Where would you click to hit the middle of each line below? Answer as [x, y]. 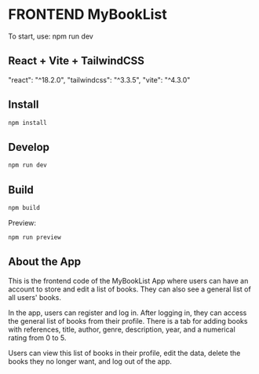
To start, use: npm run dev [51, 36]
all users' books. [35, 297]
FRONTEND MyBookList [88, 15]
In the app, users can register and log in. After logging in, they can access [128, 313]
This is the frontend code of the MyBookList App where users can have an [128, 280]
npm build [24, 207]
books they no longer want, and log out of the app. [90, 361]
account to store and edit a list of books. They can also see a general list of [129, 289]
